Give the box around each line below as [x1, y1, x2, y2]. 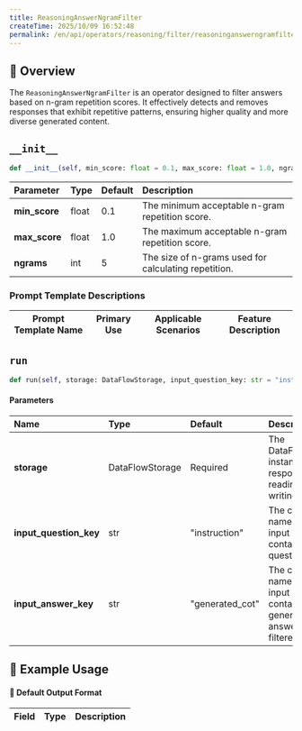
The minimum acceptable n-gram [142, 199, 285, 212]
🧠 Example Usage [9, 662, 110, 677]
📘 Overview [9, 63, 75, 78]
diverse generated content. [9, 116, 111, 127]
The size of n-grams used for [142, 251, 267, 263]
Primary [95, 313, 132, 325]
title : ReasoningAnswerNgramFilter [9, 13, 143, 23]
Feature [237, 313, 272, 325]
